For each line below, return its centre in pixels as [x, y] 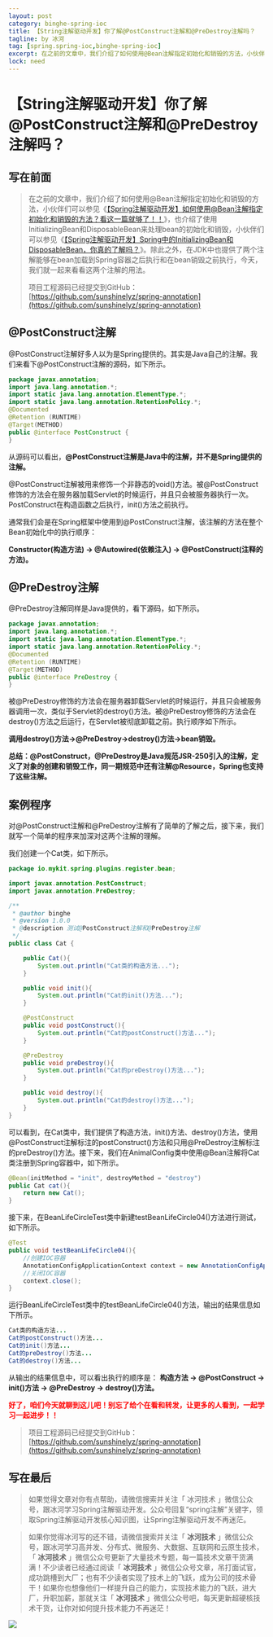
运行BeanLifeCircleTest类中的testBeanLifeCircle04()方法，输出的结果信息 [131, 1305]
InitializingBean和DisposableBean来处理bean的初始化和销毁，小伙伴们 [146, 229]
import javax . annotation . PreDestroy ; [72, 891]
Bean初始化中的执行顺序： [53, 532]
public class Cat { [41, 944]
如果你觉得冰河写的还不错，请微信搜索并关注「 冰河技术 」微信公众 [141, 1537]
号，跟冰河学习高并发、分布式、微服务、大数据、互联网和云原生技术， [146, 1547]
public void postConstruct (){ [74, 1026]
